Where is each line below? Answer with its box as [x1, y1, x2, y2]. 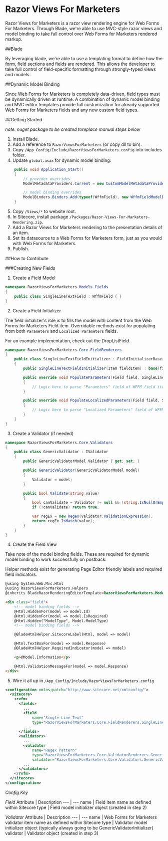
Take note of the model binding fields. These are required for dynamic [5, 551, 149, 557]
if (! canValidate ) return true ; [31, 505, 99, 510]
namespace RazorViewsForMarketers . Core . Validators [5, 440, 113, 445]
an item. [12, 230, 29, 236]
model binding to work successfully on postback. [5, 556, 106, 562]
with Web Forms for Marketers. [12, 241, 76, 247]
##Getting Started [5, 116, 42, 122]
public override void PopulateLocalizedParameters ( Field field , [23, 398, 160, 403]
